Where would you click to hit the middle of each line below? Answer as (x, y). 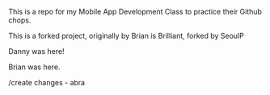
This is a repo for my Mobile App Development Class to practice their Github (135, 12)
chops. (20, 20)
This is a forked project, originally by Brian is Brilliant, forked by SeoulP (126, 36)
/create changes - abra (47, 83)
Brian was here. (34, 67)
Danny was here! (36, 51)
